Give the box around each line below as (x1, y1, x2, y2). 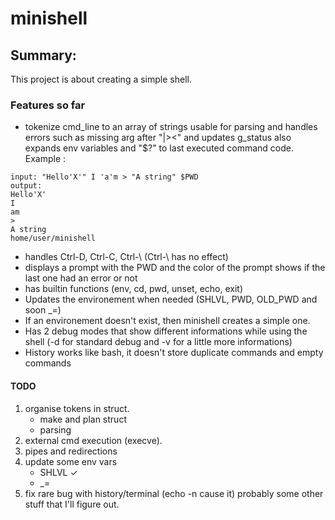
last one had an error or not (24, 272, 138, 284)
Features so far (10, 98, 86, 112)
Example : (24, 153, 67, 165)
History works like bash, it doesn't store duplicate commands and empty (24, 347, 324, 359)
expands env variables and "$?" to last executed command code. (24, 142, 294, 154)
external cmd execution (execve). (24, 434, 163, 446)
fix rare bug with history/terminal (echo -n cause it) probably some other (24, 487, 324, 499)
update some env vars (24, 455, 118, 467)
